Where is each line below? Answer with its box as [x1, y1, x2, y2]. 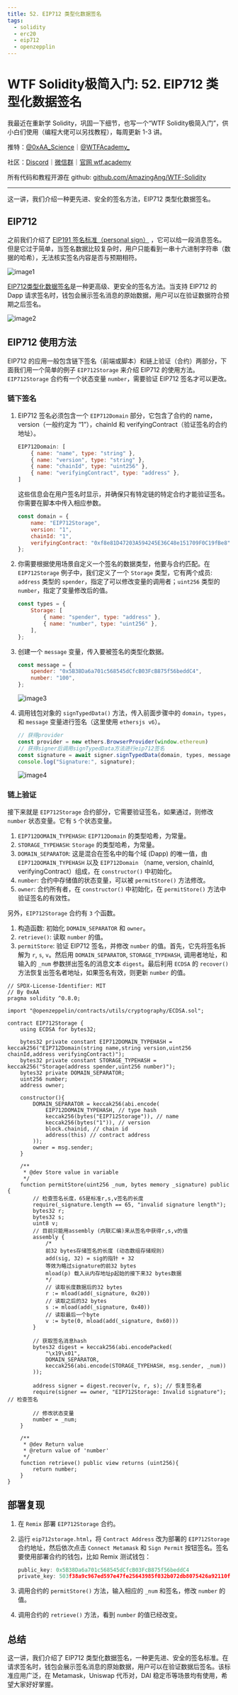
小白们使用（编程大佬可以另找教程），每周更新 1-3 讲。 [7, 127, 166, 136]
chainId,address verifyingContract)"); [7, 1050, 125, 1058]
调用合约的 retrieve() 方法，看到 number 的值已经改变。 [17, 1610, 182, 1619]
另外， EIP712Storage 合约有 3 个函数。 [7, 908, 120, 917]
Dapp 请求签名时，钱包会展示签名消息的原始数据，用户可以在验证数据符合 [7, 290, 224, 299]
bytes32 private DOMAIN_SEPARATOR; [20, 1069, 125, 1077]
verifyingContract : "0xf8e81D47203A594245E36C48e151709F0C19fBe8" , [30, 539, 234, 547]
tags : [7, 17, 23, 24]
